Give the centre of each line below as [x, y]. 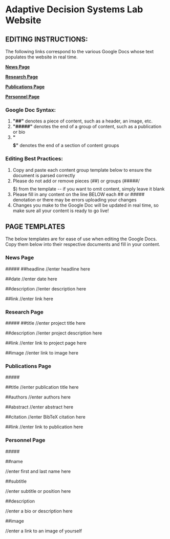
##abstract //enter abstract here [39, 407]
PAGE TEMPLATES [35, 226]
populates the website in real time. [41, 57]
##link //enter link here [29, 299]
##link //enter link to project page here [46, 343]
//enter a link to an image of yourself [44, 531]
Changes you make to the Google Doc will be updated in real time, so [86, 205]
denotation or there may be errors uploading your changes [75, 200]
